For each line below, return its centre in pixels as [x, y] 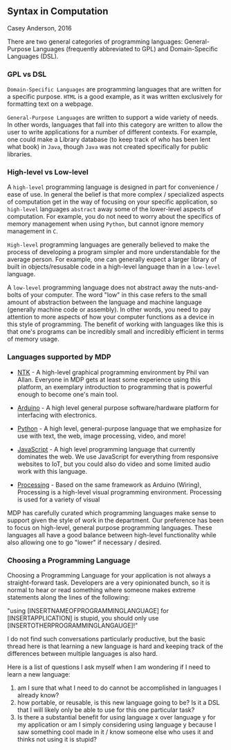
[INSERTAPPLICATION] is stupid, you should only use [83, 618]
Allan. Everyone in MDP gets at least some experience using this [109, 380]
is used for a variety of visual [58, 499]
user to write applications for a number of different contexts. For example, [112, 132]
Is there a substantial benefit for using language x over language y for [116, 717]
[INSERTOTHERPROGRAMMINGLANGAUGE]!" [73, 625]
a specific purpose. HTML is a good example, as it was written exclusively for [115, 97]
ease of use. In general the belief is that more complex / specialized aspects [116, 195]
